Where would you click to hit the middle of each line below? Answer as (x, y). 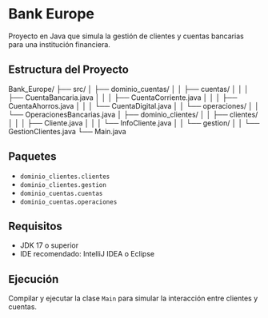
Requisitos (35, 226)
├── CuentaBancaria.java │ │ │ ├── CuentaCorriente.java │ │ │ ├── (123, 97)
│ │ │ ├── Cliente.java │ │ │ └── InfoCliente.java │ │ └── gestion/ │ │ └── (134, 123)
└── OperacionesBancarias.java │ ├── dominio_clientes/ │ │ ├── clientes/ (133, 114)
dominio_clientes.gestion (63, 185)
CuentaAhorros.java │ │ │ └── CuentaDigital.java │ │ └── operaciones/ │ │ (134, 105)
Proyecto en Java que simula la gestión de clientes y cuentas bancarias (126, 36)
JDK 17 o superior (49, 245)
